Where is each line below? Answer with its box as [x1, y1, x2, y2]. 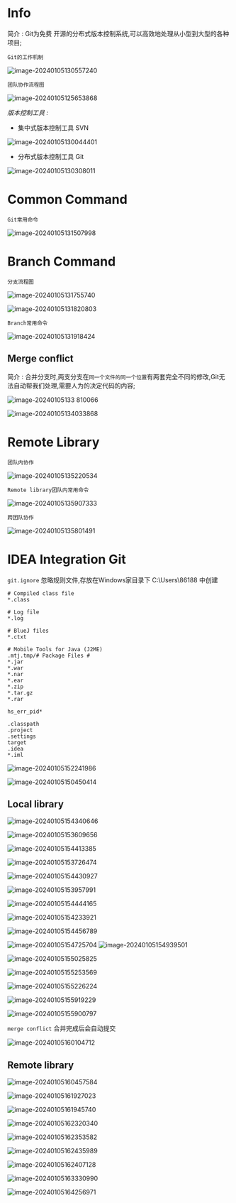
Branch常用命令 [7, 320, 48, 327]
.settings [7, 733, 37, 740]
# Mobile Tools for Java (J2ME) [7, 646, 103, 653]
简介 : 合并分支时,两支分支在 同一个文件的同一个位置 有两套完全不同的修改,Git [7, 372, 220, 381]
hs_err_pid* [7, 708, 43, 715]
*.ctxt [7, 633, 27, 641]
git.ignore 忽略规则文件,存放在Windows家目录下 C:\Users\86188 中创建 [7, 575, 218, 584]
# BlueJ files [7, 627, 50, 634]
